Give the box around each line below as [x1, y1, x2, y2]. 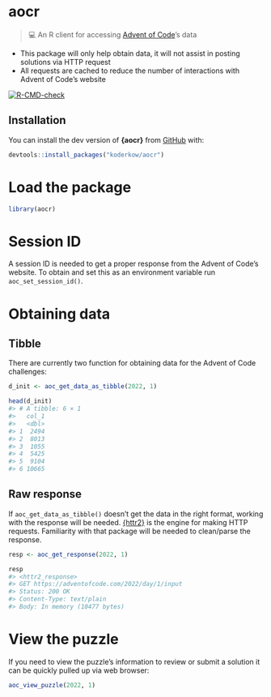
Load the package [8, 177, 132, 196]
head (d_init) [8, 397, 53, 405]
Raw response [8, 487, 83, 501]
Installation [8, 113, 66, 127]
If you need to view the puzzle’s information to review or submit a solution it [8, 656, 260, 666]
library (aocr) [8, 205, 57, 213]
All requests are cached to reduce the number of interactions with [19, 66, 240, 75]
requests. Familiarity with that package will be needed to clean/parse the [8, 526, 251, 536]
